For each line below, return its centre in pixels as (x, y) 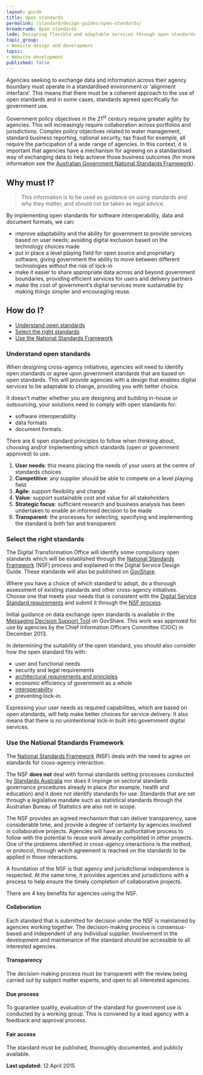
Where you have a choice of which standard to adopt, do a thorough (91, 583)
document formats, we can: (40, 221)
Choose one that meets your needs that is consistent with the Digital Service (101, 596)
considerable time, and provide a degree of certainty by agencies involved (99, 825)
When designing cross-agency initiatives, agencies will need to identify (95, 367)
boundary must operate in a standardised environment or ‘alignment (91, 86)
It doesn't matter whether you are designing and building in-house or (92, 398)
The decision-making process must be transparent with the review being (97, 974)
